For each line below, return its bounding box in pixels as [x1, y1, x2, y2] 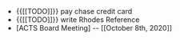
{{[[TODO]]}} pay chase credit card [15, 7, 133, 16]
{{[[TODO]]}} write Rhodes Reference [15, 15, 140, 24]
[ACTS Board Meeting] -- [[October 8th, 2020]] [15, 24, 173, 32]
